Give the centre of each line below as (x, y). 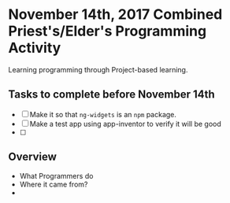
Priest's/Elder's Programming (108, 31)
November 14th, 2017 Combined (115, 15)
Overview (33, 157)
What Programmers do (56, 175)
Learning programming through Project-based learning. (98, 69)
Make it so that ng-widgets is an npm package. (103, 114)
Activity (35, 48)
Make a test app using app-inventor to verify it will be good (126, 124)
